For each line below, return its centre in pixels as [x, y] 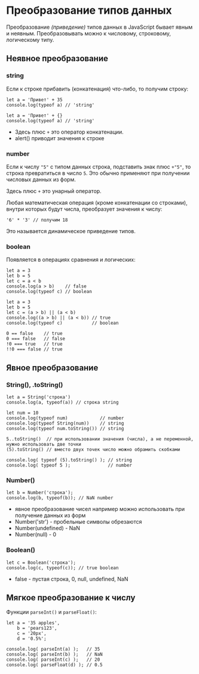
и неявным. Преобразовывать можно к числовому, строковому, [89, 33]
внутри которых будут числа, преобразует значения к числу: [84, 209]
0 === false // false [36, 339]
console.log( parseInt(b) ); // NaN [54, 655]
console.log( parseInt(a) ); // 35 [53, 649]
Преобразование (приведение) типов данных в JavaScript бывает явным [99, 27]
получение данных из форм [50, 515]
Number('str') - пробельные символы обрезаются [78, 522]
